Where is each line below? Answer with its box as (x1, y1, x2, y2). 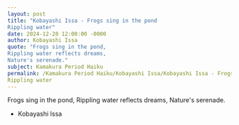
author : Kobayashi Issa (7, 37, 78, 44)
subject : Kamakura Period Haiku (7, 63, 103, 70)
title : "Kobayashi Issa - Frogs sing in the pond (7, 17, 158, 24)
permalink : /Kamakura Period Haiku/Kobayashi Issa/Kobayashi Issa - (7, 70, 215, 77)
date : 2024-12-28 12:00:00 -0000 (7, 30, 107, 38)
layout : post (7, 10, 46, 18)
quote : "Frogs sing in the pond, (7, 43, 107, 50)
